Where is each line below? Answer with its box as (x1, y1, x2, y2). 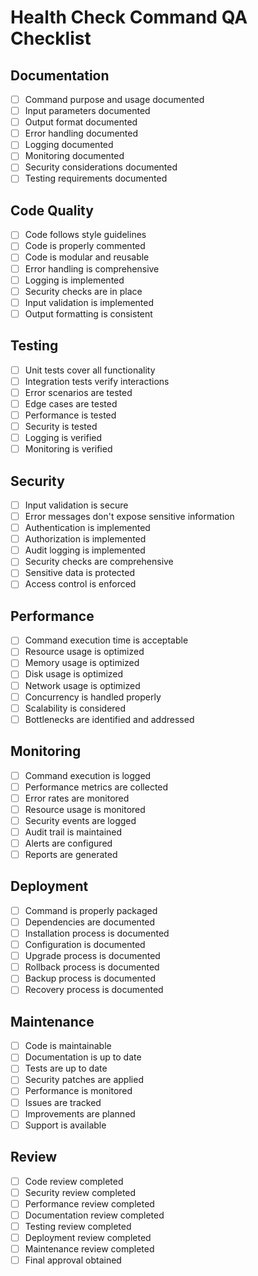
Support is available (24, 1119, 107, 1131)
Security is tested (24, 420, 98, 432)
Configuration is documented (24, 939, 146, 951)
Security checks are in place (24, 285, 143, 297)
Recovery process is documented (24, 984, 164, 996)
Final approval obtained (24, 1254, 122, 1266)
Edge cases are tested (24, 397, 118, 410)
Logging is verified (24, 432, 103, 443)
